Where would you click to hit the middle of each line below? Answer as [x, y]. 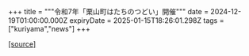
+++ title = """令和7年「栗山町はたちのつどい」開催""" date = [108, 11]
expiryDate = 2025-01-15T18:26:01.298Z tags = [147, 21]
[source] [22, 44]
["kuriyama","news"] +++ [50, 29]
